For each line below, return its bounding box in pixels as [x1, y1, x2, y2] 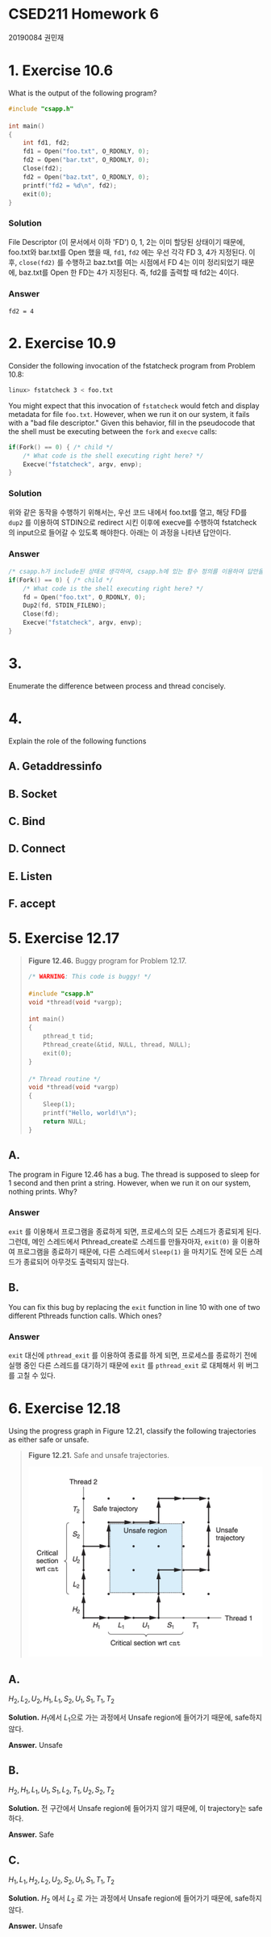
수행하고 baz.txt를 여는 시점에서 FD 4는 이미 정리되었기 [65, 257, 240, 267]
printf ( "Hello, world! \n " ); [43, 1109, 137, 1118]
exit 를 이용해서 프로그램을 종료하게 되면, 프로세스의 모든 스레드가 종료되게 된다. [8, 1226, 262, 1236]
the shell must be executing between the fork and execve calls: [8, 426, 218, 436]
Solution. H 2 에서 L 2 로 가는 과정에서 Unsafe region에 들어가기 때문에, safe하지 [8, 1893, 262, 1905]
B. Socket [8, 787, 58, 801]
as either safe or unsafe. [8, 1434, 90, 1444]
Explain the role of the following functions [8, 736, 147, 746]
